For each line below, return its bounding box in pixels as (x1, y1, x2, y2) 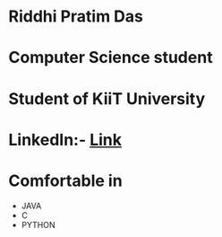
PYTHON (21, 219, 55, 230)
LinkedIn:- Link (8, 129, 123, 150)
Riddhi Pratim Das (8, 6, 144, 27)
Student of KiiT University (8, 88, 206, 109)
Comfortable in (8, 171, 123, 190)
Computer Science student (8, 48, 213, 68)
